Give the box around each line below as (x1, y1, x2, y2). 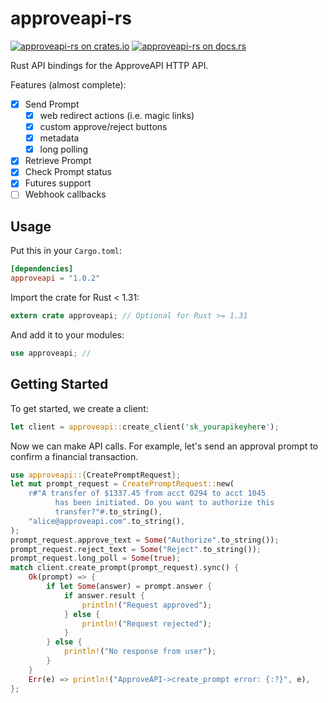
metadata (39, 132, 80, 144)
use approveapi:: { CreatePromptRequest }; (10, 470, 182, 480)
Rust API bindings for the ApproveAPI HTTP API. (10, 59, 209, 71)
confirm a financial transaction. (10, 450, 139, 462)
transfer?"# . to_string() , (54, 507, 163, 517)
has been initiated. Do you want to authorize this (54, 498, 275, 508)
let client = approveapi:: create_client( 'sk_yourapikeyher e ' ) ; (10, 422, 280, 432)
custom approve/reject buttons (39, 121, 168, 133)
